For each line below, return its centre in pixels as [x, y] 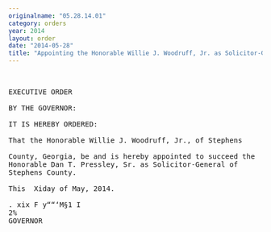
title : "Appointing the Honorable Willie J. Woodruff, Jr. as [115, 53]
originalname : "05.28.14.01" [57, 16]
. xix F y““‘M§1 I [45, 205]
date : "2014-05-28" [41, 46]
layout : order [32, 38]
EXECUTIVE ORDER [40, 92]
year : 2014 [27, 31]
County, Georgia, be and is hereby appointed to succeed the [132, 157]
